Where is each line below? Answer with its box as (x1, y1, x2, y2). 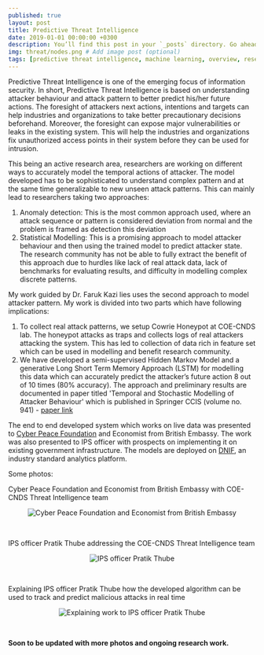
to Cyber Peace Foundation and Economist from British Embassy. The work (8, 429, 252, 438)
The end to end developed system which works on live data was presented (8, 420, 251, 429)
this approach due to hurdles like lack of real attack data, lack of (19, 257, 228, 267)
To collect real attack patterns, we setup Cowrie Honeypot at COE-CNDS (19, 322, 256, 331)
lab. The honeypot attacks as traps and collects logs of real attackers (19, 329, 244, 339)
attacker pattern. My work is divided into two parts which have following (8, 298, 242, 307)
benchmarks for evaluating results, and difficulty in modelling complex (19, 266, 247, 275)
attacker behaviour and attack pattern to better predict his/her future (8, 94, 230, 103)
